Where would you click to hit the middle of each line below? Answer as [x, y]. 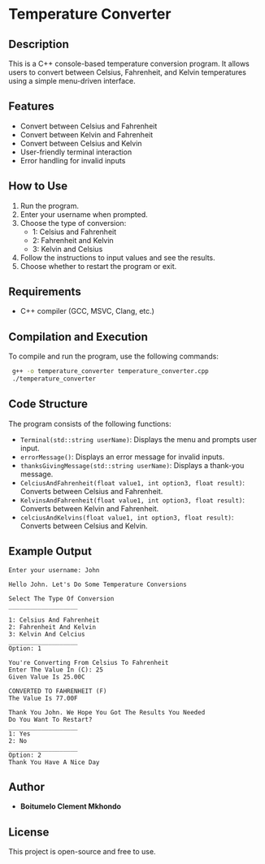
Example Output [50, 551]
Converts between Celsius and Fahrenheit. [91, 491]
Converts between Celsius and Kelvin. [84, 526]
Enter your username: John [54, 570]
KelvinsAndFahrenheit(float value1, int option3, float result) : [132, 500]
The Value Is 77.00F [43, 698]
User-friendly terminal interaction [76, 152]
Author [26, 787]
